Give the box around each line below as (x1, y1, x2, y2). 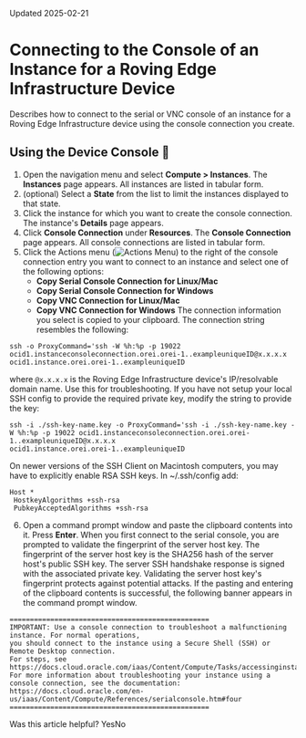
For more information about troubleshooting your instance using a (9, 670, 271, 680)
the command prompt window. (22, 597, 138, 608)
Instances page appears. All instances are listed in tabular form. (22, 178, 264, 190)
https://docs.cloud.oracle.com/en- (9, 686, 145, 696)
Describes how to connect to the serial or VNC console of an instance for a (9, 109, 291, 120)
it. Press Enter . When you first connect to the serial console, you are (22, 529, 280, 540)
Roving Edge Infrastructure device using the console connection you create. (9, 118, 295, 129)
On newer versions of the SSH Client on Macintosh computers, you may (9, 460, 280, 471)
